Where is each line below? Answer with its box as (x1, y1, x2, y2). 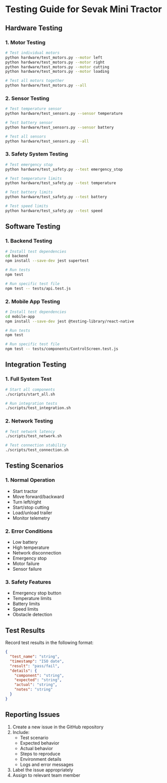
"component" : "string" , (14, 673, 65, 678)
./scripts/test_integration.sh (5, 405, 71, 410)
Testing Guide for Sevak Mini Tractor (5, 4, 162, 15)
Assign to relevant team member (12, 772, 81, 778)
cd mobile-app (5, 314, 35, 319)
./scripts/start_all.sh (5, 392, 55, 397)
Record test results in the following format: (5, 639, 94, 646)
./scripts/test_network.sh (5, 434, 62, 439)
